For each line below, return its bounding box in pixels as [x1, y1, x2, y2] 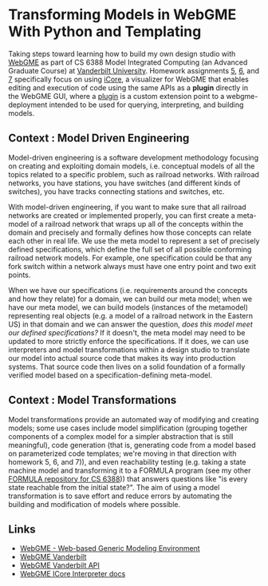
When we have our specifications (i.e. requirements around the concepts [8, 285, 248, 295]
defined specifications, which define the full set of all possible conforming [8, 244, 252, 254]
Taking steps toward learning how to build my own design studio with [8, 49, 236, 58]
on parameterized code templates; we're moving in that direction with [8, 449, 237, 458]
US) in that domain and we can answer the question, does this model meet [8, 319, 253, 329]
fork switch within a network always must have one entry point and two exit [8, 261, 257, 271]
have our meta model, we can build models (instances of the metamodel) [8, 302, 249, 312]
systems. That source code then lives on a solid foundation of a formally [8, 362, 246, 371]
